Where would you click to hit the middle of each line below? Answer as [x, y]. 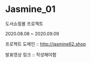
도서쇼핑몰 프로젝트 [24, 23]
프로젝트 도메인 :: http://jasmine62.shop [45, 44]
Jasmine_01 [30, 9]
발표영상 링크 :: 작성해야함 [31, 54]
